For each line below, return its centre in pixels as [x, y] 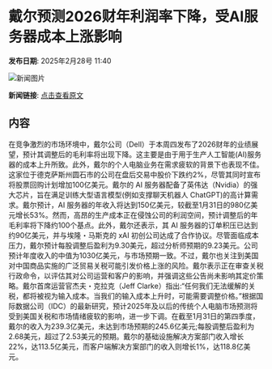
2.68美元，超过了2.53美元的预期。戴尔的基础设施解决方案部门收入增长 [126, 336]
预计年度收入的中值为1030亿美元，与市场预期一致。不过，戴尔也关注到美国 [134, 255]
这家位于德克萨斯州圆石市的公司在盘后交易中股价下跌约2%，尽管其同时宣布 [135, 174]
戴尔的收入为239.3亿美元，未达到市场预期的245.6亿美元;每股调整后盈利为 [132, 326]
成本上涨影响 [80, 37]
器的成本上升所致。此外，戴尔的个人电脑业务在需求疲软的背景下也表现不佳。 [136, 164]
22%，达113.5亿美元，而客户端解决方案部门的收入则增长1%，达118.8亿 [126, 346]
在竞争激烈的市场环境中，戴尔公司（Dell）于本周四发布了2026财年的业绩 [130, 144]
